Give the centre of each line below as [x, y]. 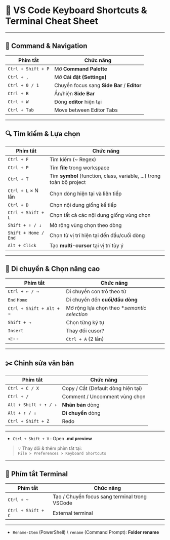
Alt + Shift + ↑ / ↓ [32, 405]
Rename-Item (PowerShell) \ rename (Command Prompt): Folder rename [86, 532]
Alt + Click [22, 245]
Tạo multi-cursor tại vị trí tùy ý [87, 245]
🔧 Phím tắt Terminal [37, 474]
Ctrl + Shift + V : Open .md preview [52, 439]
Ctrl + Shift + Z [29, 421]
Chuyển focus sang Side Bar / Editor [98, 85]
